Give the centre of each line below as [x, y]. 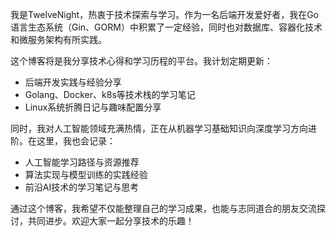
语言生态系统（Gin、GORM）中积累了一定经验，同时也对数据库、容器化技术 [166, 27]
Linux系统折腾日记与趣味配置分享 [93, 107]
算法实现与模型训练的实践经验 [86, 174]
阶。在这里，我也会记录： [63, 141]
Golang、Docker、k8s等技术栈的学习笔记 [110, 94]
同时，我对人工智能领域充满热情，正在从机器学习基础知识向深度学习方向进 [163, 128]
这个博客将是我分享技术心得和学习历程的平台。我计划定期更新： [141, 61]
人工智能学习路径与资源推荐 [82, 162]
